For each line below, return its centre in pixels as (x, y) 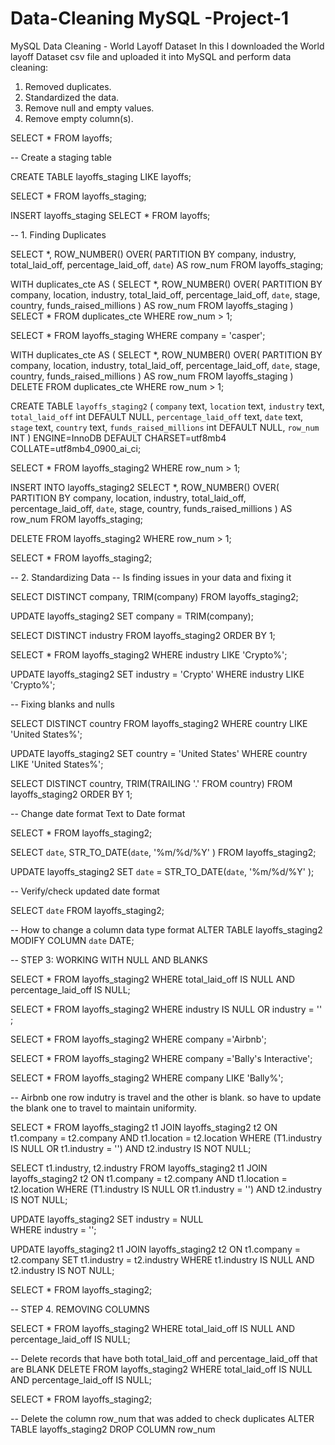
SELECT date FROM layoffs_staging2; (87, 910)
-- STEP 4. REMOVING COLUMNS (80, 1309)
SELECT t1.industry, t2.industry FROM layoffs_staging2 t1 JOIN (139, 1168)
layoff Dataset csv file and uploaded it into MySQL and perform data (151, 56)
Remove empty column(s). (79, 118)
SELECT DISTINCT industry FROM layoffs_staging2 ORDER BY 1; (143, 635)
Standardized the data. (72, 97)
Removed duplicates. (68, 86)
